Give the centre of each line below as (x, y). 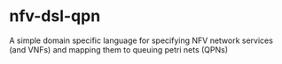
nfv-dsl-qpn (55, 16)
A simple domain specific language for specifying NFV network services (141, 40)
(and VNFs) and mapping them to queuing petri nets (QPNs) (119, 49)
